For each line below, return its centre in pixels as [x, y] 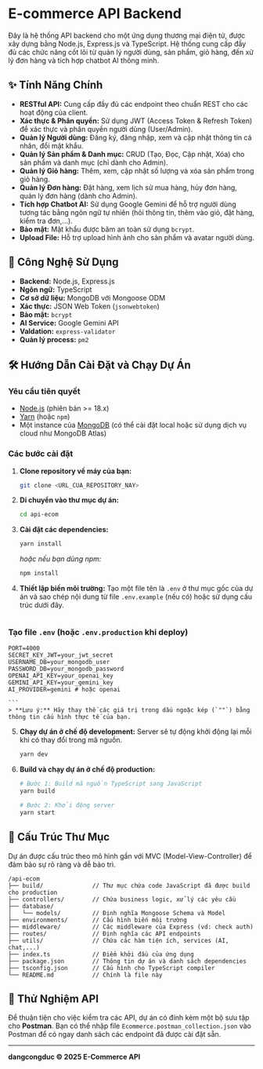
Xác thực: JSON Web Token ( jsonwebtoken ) [90, 306]
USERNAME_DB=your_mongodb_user [59, 662]
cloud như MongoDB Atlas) [63, 433]
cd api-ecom [39, 515]
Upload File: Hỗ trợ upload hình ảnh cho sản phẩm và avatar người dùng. [137, 237]
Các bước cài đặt [41, 454]
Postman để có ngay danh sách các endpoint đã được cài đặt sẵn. [115, 1034]
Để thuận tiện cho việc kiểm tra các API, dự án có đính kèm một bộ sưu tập [129, 1018]
